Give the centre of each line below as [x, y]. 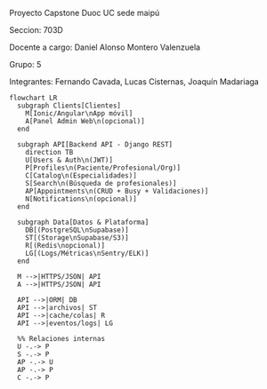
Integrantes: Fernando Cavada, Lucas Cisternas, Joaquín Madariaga [134, 82]
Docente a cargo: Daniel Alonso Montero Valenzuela [105, 47]
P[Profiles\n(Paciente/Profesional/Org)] [103, 168]
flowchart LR [33, 98]
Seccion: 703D [36, 30]
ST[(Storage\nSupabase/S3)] [77, 238]
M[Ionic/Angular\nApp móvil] [79, 114]
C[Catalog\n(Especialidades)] [81, 176]
